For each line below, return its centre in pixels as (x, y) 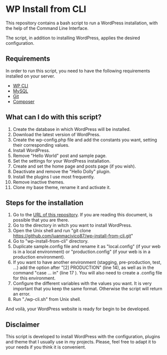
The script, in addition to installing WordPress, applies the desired (73, 38)
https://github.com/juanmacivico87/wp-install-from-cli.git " (73, 236)
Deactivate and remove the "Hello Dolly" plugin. (62, 171)
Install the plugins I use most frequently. (54, 177)
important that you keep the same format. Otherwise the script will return (87, 289)
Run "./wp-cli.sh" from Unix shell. (47, 299)
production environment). (39, 257)
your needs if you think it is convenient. (46, 347)
